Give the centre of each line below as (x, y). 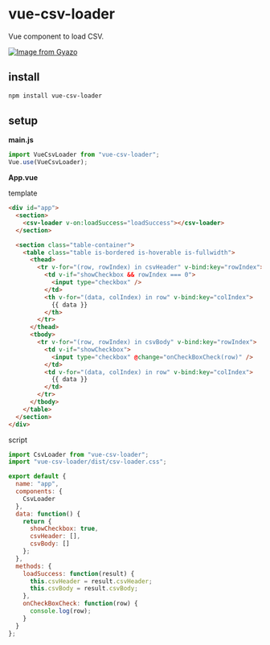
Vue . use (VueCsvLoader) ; (48, 162)
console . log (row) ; (60, 611)
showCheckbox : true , (64, 529)
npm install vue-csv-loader (55, 96)
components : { (39, 491)
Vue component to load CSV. (56, 36)
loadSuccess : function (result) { (79, 573)
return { (37, 521)
